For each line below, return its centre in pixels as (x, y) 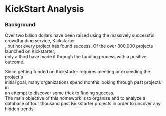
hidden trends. (20, 109)
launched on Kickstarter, (30, 51)
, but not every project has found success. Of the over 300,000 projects (79, 46)
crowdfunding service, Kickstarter (40, 41)
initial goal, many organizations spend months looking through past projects (83, 82)
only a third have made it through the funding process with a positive (76, 57)
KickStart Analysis (45, 9)
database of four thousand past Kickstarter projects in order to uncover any (83, 104)
